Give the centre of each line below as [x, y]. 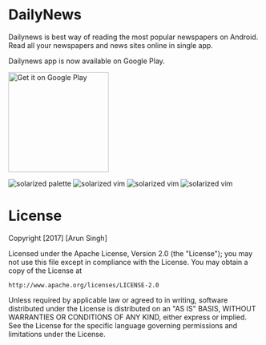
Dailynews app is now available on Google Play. [87, 61]
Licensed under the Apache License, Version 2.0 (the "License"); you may [131, 253]
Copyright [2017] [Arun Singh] [58, 238]
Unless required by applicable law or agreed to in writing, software [118, 300]
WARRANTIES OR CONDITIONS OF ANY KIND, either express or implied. [127, 317]
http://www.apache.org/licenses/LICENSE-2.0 [84, 285]
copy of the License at [45, 271]
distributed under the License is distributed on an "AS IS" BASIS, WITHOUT [132, 308]
